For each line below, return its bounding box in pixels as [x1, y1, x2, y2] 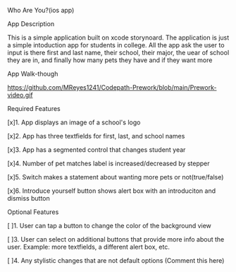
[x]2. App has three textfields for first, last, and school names [7, 132, 185, 140]
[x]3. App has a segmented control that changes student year [7, 146, 186, 154]
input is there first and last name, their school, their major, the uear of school [7, 49, 230, 57]
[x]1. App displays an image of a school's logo [7, 118, 141, 126]
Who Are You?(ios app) [7, 6, 75, 14]
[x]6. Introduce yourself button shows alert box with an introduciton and [7, 187, 216, 195]
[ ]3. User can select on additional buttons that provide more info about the [7, 235, 225, 243]
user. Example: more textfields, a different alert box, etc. [7, 243, 170, 251]
